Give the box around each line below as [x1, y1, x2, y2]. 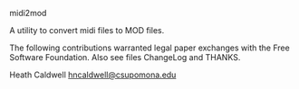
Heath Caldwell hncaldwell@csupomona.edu [9, 69, 177, 80]
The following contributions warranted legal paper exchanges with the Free [9, 42, 290, 53]
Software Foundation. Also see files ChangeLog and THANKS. [9, 52, 241, 62]
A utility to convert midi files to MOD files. [9, 25, 165, 35]
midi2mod [9, 8, 47, 18]
